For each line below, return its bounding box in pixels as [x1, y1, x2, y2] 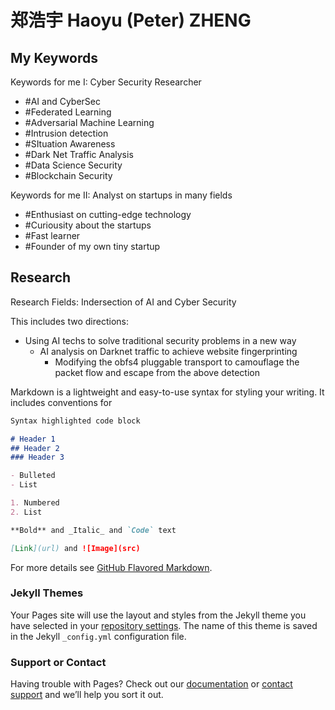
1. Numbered [10, 498, 60, 508]
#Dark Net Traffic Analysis [24, 149, 134, 160]
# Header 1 [10, 434, 56, 444]
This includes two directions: [10, 315, 129, 327]
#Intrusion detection [24, 127, 109, 139]
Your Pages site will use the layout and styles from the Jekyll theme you [10, 609, 307, 621]
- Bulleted [10, 471, 56, 481]
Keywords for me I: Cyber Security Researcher [10, 76, 202, 88]
